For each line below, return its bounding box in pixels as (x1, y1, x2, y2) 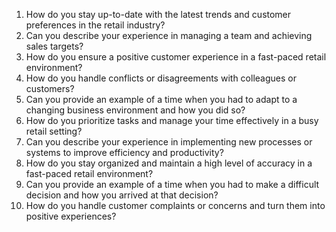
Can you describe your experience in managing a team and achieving (25, 30, 313, 41)
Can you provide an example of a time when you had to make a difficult (25, 179, 320, 190)
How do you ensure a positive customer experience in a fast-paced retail (25, 51, 327, 63)
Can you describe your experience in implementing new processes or (25, 136, 313, 148)
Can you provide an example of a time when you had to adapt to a (25, 94, 298, 105)
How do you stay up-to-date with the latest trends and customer (25, 9, 292, 20)
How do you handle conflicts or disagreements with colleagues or (25, 72, 297, 84)
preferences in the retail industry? (25, 19, 166, 31)
